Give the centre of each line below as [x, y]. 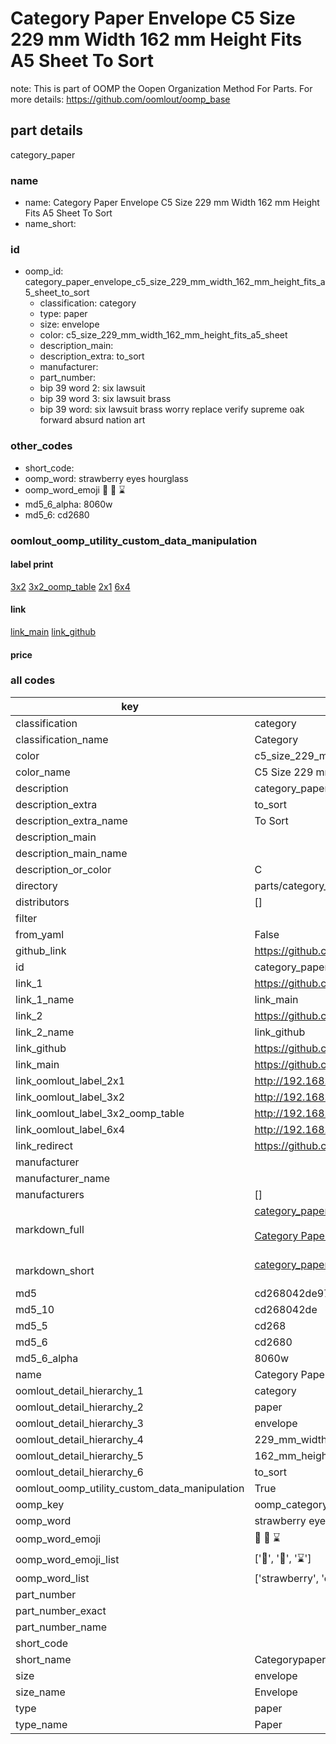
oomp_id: [44, 271]
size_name [40, 1692]
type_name [41, 1724]
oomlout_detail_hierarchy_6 [79, 1472]
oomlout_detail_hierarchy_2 [79, 1407]
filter [26, 918]
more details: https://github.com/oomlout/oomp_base [120, 99]
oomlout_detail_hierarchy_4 [79, 1439]
